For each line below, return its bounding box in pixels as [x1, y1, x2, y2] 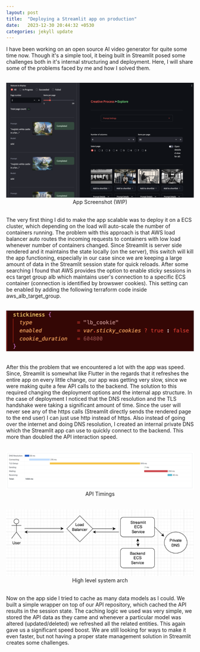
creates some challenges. [6, 639, 70, 646]
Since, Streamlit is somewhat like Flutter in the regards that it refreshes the [6, 370, 189, 377]
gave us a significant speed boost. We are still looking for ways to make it [6, 626, 186, 634]
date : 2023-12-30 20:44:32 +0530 [6, 22, 95, 28]
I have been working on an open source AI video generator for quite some [6, 45, 187, 53]
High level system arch [72, 576, 128, 584]
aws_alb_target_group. [6, 292, 61, 299]
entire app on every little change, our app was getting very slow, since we [6, 376, 187, 384]
